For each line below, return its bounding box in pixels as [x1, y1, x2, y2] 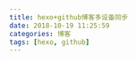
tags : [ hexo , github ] [9, 37, 90, 47]
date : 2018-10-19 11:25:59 [9, 21, 110, 30]
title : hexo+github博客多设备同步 [9, 12, 129, 22]
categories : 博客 [9, 29, 72, 38]
